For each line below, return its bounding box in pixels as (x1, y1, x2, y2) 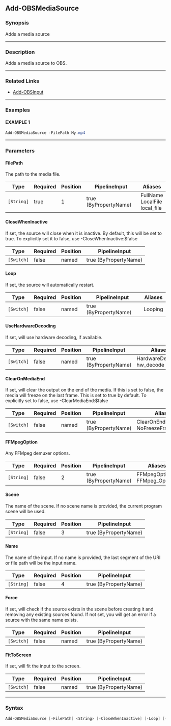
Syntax (5, 705, 23, 712)
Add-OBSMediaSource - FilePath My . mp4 (5, 130, 85, 135)
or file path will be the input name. (5, 560, 77, 566)
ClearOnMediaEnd (5, 375, 45, 381)
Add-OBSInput (12, 89, 44, 95)
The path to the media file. (5, 171, 61, 177)
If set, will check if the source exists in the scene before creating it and (5, 606, 154, 612)
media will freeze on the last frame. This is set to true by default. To (5, 392, 147, 399)
